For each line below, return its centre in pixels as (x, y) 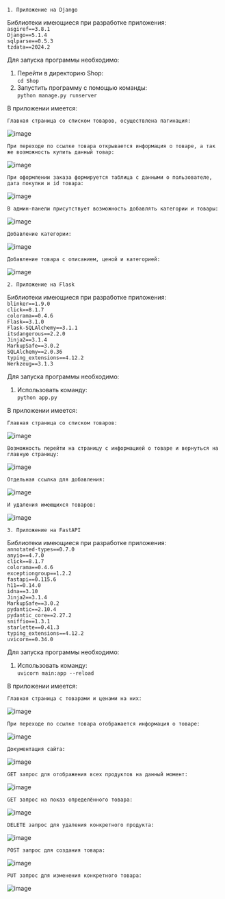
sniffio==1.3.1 (29, 621)
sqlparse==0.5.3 (30, 41)
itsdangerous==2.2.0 (37, 334)
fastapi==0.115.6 (32, 579)
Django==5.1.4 (27, 35)
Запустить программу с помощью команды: (82, 88)
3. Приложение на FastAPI (44, 530)
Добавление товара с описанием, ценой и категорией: (84, 259)
